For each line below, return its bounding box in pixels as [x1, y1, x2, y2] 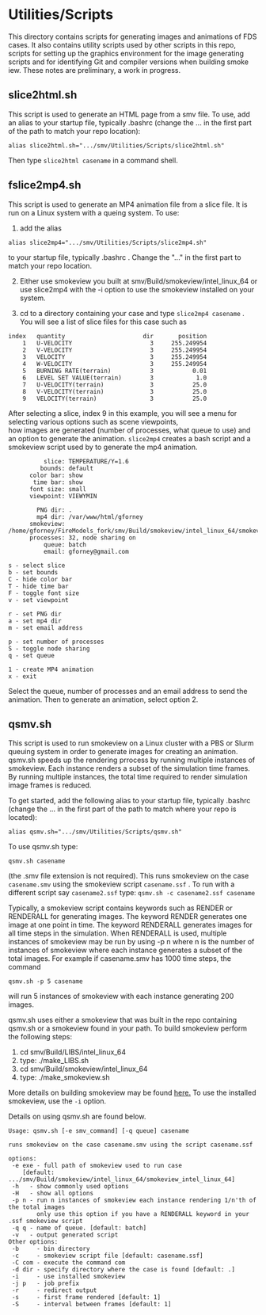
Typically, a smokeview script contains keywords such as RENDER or [8, 903, 234, 913]
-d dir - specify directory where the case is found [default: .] [11, 1266, 236, 1274]
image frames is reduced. [8, 780, 92, 790]
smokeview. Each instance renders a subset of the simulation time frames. [8, 764, 251, 773]
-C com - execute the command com [11, 1259, 126, 1267]
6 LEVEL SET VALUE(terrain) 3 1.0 [22, 374, 207, 382]
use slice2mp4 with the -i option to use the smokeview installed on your [19, 284, 255, 294]
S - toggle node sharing [8, 644, 90, 653]
